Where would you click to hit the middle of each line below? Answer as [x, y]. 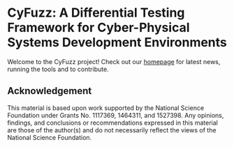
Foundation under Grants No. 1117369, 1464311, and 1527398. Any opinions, [116, 115]
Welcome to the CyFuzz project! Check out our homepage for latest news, [114, 61]
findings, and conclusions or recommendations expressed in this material [112, 123]
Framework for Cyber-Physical [98, 28]
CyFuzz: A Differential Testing [96, 13]
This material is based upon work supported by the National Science [106, 108]
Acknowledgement [50, 91]
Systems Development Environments [117, 42]
